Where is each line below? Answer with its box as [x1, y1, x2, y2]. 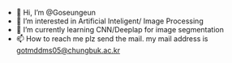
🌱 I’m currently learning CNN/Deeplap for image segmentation [15, 25, 225, 34]
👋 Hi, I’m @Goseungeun [15, 8, 96, 17]
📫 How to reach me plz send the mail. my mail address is [15, 34, 208, 44]
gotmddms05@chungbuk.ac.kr [15, 45, 120, 55]
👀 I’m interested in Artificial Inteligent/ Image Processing [15, 16, 204, 26]
